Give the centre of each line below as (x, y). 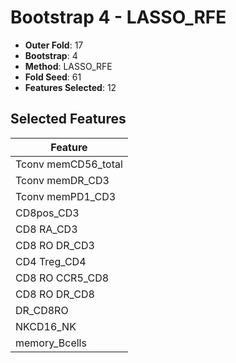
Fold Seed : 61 (53, 77)
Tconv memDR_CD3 (62, 180)
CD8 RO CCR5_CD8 (62, 278)
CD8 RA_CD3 (46, 229)
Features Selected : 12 (70, 87)
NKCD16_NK (46, 326)
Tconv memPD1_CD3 (66, 196)
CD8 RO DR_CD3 (55, 245)
